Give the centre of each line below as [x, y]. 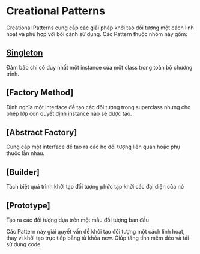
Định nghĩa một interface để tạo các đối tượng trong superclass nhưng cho [98, 107]
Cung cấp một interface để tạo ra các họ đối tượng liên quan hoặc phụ [93, 147]
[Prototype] [28, 205]
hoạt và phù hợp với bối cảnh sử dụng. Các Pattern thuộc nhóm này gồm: [97, 34]
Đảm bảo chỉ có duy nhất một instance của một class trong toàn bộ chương [99, 67]
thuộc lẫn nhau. [26, 153]
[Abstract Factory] [42, 132]
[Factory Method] [40, 93]
